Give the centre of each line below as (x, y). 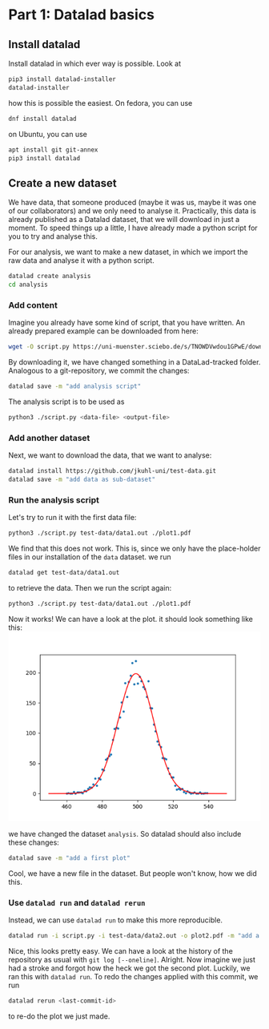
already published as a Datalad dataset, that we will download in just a (124, 220)
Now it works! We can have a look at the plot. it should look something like (131, 619)
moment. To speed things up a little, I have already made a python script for (133, 228)
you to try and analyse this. (53, 236)
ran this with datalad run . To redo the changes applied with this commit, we (133, 976)
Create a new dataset (63, 183)
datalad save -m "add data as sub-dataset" (82, 480)
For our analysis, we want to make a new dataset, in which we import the (128, 252)
